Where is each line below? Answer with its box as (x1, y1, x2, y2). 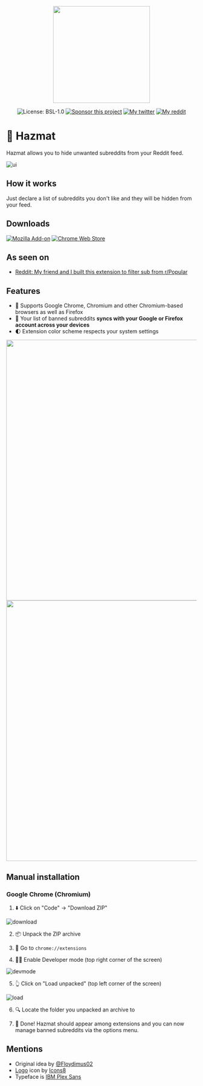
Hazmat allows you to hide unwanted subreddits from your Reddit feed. (6, 149, 184, 156)
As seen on (6, 252, 50, 262)
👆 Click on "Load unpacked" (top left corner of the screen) (14, 979, 162, 987)
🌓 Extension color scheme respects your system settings (14, 328, 159, 335)
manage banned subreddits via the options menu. (14, 1026, 139, 1033)
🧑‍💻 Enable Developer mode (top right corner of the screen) (14, 956, 163, 963)
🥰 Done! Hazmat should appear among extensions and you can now (14, 1020, 184, 1027)
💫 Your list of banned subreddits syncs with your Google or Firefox (14, 315, 183, 322)
